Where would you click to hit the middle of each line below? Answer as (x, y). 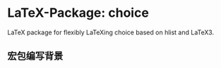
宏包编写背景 (35, 56)
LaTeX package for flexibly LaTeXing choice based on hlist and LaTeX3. (110, 32)
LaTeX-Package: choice (78, 13)
